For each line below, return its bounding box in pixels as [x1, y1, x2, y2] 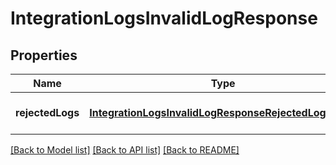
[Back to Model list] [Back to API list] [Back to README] [10, 144, 240, 156]
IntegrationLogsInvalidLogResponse [10, 7, 318, 30]
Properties [10, 47, 78, 64]
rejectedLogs [15, 106, 80, 119]
